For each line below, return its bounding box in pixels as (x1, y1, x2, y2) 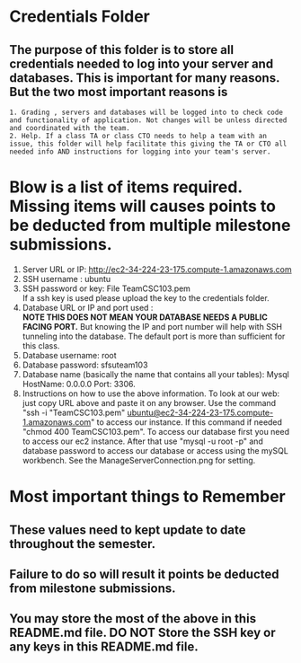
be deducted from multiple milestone (9, 216, 291, 235)
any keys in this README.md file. (9, 640, 199, 655)
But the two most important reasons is (9, 84, 228, 100)
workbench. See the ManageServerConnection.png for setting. (22, 455, 256, 465)
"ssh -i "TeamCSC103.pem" (22, 407, 126, 418)
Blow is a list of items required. (9, 177, 243, 198)
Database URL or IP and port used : (22, 302, 154, 313)
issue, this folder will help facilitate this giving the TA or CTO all (9, 139, 288, 148)
